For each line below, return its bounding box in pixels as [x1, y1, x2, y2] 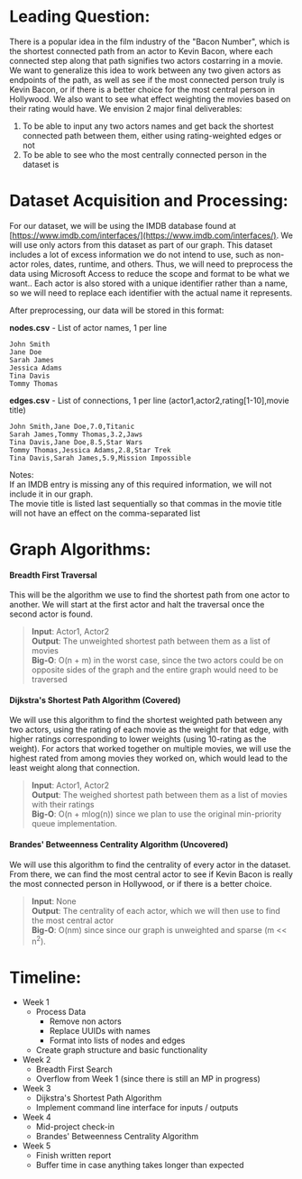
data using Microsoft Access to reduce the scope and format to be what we [9, 268, 290, 279]
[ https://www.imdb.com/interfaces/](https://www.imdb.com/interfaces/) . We [9, 230, 293, 241]
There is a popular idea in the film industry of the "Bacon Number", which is [9, 36, 290, 47]
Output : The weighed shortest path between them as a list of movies [31, 790, 288, 800]
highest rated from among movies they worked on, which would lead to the [9, 753, 288, 763]
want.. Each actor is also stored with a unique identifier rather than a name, [9, 278, 288, 288]
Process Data [35, 1007, 87, 1018]
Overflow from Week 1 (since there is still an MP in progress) [35, 1074, 261, 1084]
